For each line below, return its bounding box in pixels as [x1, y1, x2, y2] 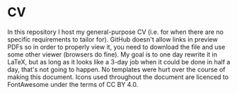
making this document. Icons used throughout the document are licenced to [7, 72, 229, 81]
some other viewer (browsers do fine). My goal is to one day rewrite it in [7, 50, 218, 59]
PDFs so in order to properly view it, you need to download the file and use [7, 42, 226, 51]
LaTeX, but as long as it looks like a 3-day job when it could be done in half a [7, 57, 231, 66]
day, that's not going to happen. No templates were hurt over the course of [7, 65, 226, 74]
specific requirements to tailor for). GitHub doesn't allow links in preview [7, 35, 218, 43]
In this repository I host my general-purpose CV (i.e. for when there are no [7, 28, 224, 36]
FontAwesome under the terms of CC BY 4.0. [7, 80, 139, 88]
